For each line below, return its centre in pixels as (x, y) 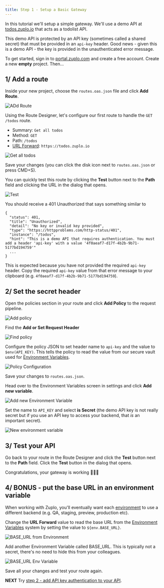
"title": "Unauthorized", (36, 222)
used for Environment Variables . (38, 357)
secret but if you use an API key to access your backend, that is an (72, 415)
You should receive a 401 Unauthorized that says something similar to (76, 204)
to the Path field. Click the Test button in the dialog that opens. (69, 463)
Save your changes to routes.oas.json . (45, 376)
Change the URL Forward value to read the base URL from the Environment (82, 522)
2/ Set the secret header (43, 291)
